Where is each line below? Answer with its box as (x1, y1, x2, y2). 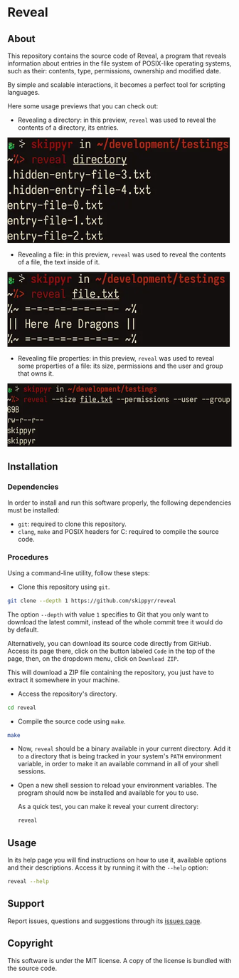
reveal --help (7, 878, 50, 885)
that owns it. (17, 369, 55, 378)
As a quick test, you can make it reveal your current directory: (17, 803, 199, 811)
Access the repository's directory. (17, 689, 117, 698)
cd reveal (7, 704, 37, 711)
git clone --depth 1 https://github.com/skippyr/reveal (7, 597, 176, 604)
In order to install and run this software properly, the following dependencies (7, 498, 232, 507)
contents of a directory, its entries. (17, 123, 119, 132)
